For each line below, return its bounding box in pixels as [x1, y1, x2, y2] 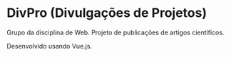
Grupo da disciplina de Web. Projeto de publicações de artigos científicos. [6, 28, 225, 37]
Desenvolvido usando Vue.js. [6, 42, 93, 50]
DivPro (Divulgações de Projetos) [6, 5, 207, 21]
